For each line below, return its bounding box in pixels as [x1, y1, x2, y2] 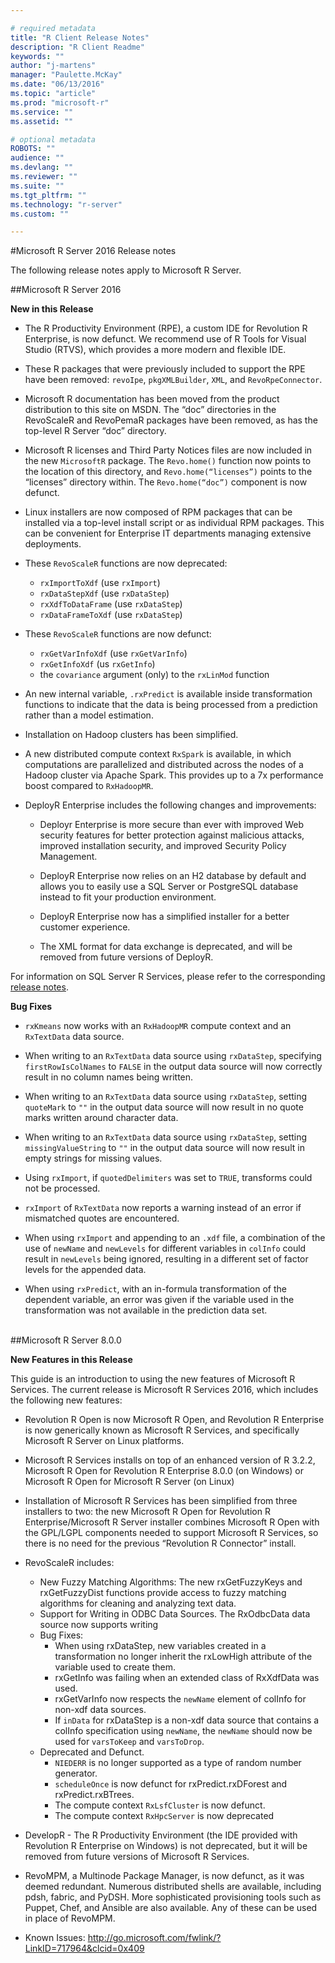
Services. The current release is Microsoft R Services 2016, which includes [10, 1384, 319, 1396]
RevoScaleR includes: [24, 1557, 115, 1569]
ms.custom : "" [10, 209, 70, 219]
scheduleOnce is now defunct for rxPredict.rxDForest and [54, 1778, 288, 1790]
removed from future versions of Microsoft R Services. [24, 1851, 250, 1863]
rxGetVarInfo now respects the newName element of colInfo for [54, 1693, 307, 1705]
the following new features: [10, 1394, 123, 1406]
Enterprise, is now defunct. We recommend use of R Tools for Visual [24, 333, 307, 345]
